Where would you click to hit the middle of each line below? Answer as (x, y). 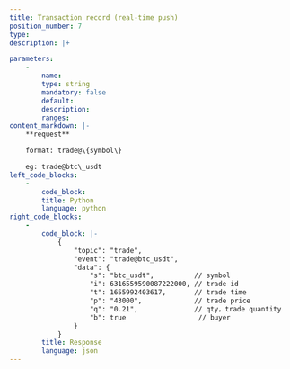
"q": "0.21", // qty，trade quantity (185, 309)
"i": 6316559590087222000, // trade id (164, 284)
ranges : (56, 118)
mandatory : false (74, 92)
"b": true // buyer (160, 317)
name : (52, 76)
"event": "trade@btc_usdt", (126, 259)
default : (58, 101)
